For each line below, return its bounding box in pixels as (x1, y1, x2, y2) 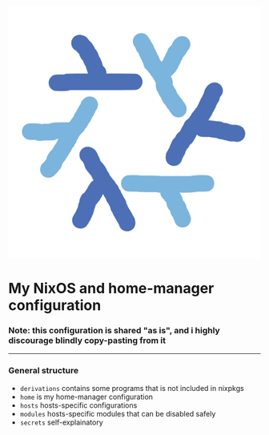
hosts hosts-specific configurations (19, 400, 138, 410)
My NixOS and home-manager (8, 280, 215, 298)
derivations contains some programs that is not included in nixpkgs (19, 383, 244, 393)
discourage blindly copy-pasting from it (8, 335, 167, 346)
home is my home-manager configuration (19, 392, 154, 401)
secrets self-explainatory (19, 417, 104, 427)
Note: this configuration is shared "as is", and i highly (8, 325, 220, 336)
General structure (8, 365, 79, 377)
